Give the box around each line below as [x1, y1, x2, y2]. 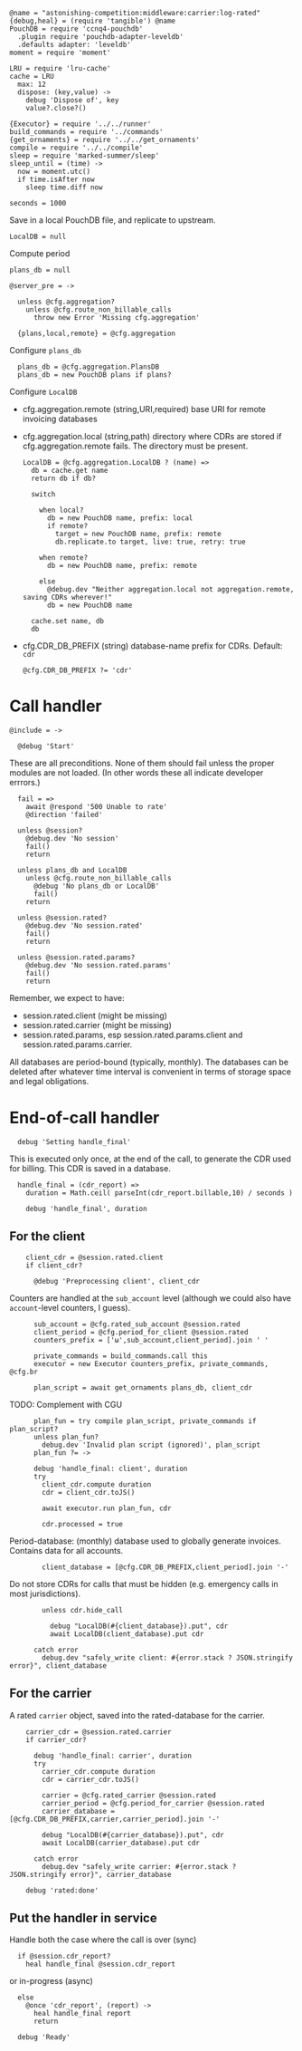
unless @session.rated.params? [17, 952, 136, 962]
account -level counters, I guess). [9, 1302, 131, 1313]
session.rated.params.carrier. [22, 1038, 133, 1050]
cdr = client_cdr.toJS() [42, 1488, 136, 1497]
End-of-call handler [9, 1108, 160, 1128]
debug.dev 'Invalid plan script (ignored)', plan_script [42, 1440, 260, 1449]
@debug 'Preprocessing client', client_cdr [33, 1276, 201, 1285]
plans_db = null [9, 265, 71, 274]
